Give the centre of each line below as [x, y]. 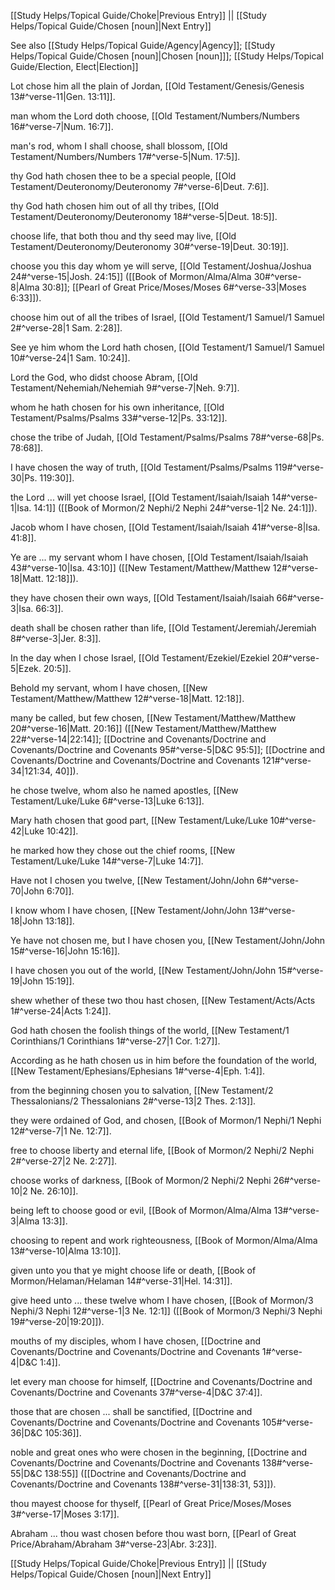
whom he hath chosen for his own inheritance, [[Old [117, 407]
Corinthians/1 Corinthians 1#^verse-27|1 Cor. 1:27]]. [115, 1041]
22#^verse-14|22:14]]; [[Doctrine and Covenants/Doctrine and [138, 739]
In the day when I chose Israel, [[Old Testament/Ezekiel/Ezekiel [140, 658]
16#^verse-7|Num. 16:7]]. [62, 126]
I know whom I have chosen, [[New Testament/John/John [129, 910]
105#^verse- [287, 1422]
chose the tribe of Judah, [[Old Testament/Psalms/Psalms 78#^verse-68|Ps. [167, 437]
